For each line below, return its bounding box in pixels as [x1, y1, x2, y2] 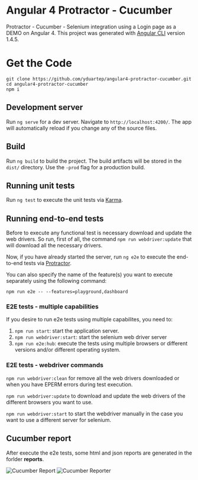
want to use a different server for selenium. [6, 416, 111, 423]
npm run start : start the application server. [14, 327, 119, 334]
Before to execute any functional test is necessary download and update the [6, 229, 192, 237]
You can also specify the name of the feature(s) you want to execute [6, 271, 173, 278]
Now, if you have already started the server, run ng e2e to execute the [6, 253, 176, 260]
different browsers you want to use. [6, 398, 93, 405]
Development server [6, 102, 83, 112]
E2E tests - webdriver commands [6, 361, 103, 369]
